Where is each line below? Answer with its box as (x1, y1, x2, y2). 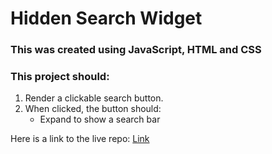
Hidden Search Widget (10, 7, 203, 30)
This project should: (10, 70, 110, 84)
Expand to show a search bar (39, 113, 161, 126)
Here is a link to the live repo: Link (10, 133, 150, 145)
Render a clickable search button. (24, 92, 164, 104)
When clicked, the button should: (24, 103, 162, 115)
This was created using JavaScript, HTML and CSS (10, 43, 262, 57)
